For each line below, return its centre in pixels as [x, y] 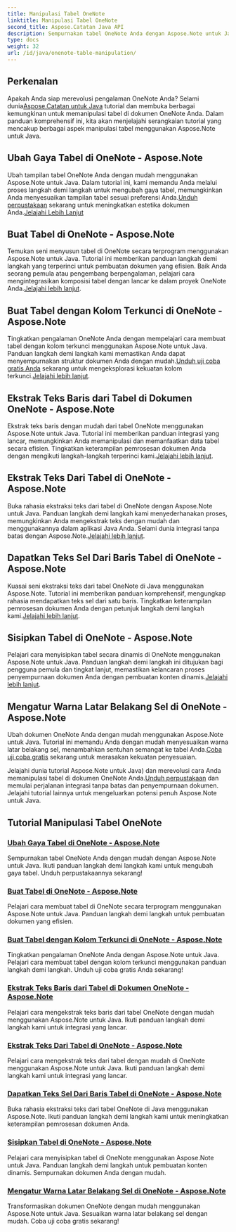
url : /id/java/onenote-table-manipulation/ [72, 53]
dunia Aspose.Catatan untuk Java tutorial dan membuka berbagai [101, 105]
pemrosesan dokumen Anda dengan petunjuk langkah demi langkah [106, 608]
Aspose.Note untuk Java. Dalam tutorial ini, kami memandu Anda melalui [112, 182]
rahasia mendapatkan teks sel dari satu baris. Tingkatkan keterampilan [110, 601]
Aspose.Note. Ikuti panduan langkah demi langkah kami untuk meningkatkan [118, 1117]
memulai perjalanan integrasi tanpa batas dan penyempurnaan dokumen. [113, 785]
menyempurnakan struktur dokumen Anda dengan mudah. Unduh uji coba [114, 361]
